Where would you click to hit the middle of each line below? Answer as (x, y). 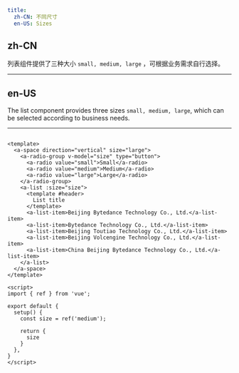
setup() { (28, 313)
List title (49, 200)
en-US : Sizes (33, 24)
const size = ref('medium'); (63, 319)
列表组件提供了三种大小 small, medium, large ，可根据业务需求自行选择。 (116, 63)
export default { (33, 307)
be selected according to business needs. (69, 118)
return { (33, 332)
